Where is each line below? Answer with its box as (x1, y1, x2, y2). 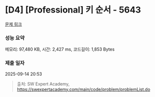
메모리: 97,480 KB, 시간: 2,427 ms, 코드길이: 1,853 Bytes (5, 46, 115, 52)
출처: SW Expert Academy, (16, 81, 70, 87)
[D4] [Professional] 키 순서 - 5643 (5, 4, 141, 15)
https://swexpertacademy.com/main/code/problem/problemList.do (16, 86, 151, 92)
